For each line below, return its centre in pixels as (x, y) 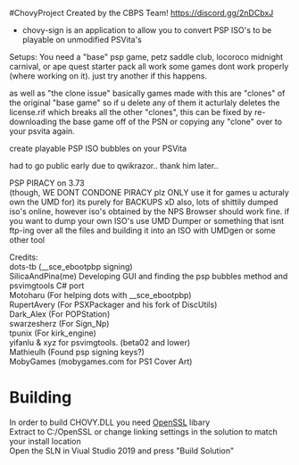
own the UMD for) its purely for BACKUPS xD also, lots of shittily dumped (144, 202)
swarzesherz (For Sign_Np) (59, 324)
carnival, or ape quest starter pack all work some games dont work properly (149, 66)
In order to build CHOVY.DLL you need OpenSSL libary (110, 422)
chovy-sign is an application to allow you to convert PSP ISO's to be (147, 30)
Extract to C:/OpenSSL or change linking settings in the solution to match (144, 431)
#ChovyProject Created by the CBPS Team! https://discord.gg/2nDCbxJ (141, 13)
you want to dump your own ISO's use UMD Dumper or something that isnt (147, 221)
